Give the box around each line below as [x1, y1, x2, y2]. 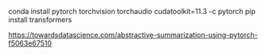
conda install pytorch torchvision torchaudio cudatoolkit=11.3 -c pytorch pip [8, 7, 256, 16]
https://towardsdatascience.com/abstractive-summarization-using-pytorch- [8, 31, 259, 39]
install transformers [8, 15, 72, 24]
